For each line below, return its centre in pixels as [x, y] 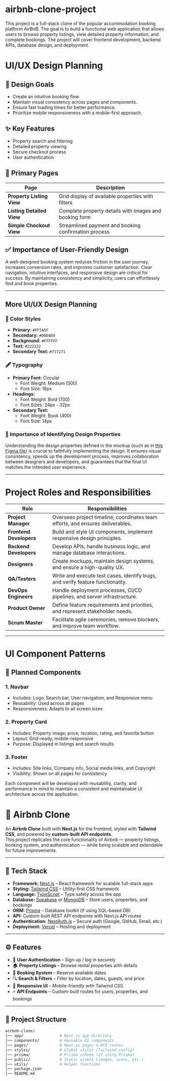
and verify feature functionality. [90, 582]
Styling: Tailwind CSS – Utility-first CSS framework [66, 889]
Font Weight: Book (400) [46, 416]
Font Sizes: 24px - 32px [45, 405]
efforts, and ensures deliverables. [92, 523]
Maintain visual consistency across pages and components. [75, 102]
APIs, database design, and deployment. [47, 45]
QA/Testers [22, 579]
